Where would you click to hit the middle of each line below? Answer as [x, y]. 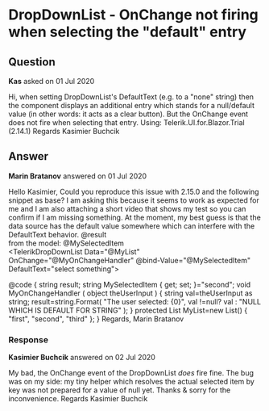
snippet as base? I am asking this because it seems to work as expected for [134, 200]
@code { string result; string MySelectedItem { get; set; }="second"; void [130, 284]
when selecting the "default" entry [128, 32]
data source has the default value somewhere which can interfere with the [132, 226]
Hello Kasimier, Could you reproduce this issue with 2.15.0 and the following [134, 191]
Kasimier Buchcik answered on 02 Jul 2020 [82, 358]
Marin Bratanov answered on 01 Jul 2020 [78, 176]
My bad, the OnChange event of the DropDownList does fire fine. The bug [131, 373]
